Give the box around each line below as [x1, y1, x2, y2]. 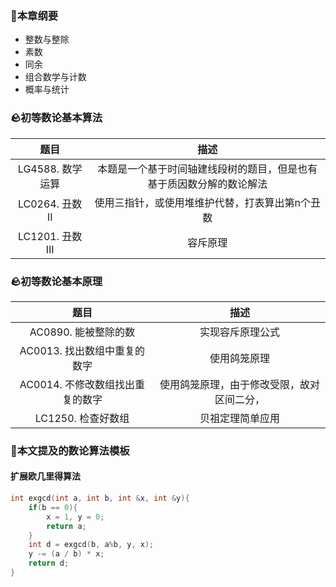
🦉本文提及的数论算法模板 [10, 443, 130, 457]
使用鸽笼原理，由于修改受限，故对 [159, 377, 320, 391]
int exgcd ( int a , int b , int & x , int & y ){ [10, 493, 190, 504]
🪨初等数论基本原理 [10, 274, 103, 288]
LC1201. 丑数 [17, 229, 83, 243]
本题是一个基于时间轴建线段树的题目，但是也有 [97, 162, 318, 176]
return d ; [28, 558, 70, 569]
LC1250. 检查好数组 [34, 411, 130, 425]
